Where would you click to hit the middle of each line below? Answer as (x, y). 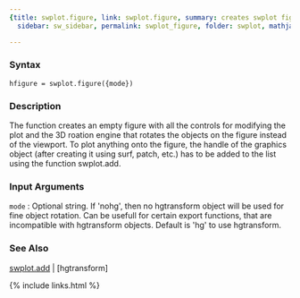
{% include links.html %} (54, 285)
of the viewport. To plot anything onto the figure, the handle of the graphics (148, 145)
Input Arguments (47, 187)
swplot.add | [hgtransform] (59, 268)
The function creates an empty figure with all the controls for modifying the (147, 125)
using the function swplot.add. (65, 164)
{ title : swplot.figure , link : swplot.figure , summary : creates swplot (143, 17)
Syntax (25, 65)
